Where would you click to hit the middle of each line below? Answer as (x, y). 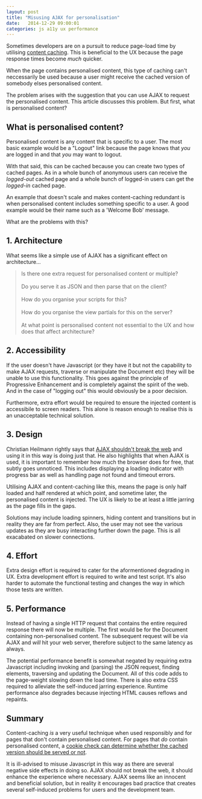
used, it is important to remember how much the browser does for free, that (100, 462)
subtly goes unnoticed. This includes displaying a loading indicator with (95, 468)
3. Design (24, 434)
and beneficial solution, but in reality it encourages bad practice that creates (101, 783)
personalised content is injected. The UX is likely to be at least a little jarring (100, 499)
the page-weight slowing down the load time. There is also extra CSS (92, 680)
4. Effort (22, 555)
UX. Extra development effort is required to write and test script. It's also (96, 577)
